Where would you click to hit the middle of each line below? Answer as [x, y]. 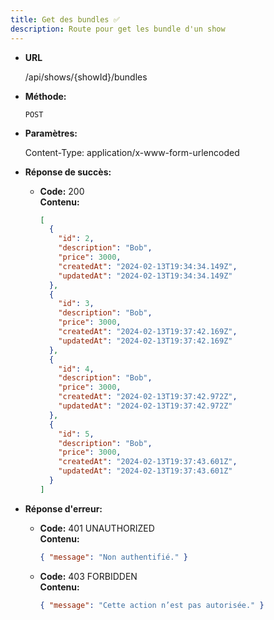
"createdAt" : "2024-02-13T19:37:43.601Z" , [148, 462]
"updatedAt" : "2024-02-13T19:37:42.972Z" [145, 406]
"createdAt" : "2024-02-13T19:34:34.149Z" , [148, 266]
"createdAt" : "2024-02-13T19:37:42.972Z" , [148, 397]
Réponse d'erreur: [63, 508]
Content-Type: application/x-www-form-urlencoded [132, 152]
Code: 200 [62, 191]
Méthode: [45, 96]
